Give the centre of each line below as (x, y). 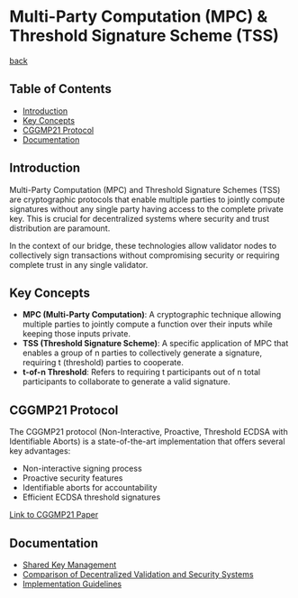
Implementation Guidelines (72, 584)
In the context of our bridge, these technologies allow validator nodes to (143, 245)
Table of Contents (61, 89)
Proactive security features (72, 478)
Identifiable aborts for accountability (90, 488)
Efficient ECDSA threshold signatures (91, 497)
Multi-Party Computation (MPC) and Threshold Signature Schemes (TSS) (145, 189)
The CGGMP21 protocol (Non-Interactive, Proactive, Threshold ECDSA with (149, 432)
